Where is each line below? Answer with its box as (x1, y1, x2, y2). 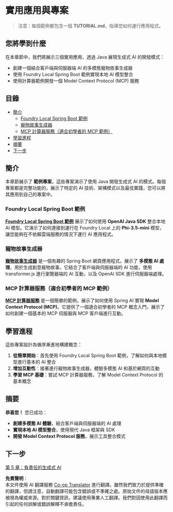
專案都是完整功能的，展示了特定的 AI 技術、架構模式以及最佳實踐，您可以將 (5, 185, 166, 191)
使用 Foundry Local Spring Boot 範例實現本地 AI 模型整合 (12, 71, 133, 77)
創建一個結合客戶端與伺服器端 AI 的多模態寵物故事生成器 (12, 65, 133, 71)
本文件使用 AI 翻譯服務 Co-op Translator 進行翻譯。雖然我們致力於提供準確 (5, 482, 164, 488)
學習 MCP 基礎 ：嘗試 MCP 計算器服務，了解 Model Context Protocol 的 (12, 372, 164, 378)
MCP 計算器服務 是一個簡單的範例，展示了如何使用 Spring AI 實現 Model (5, 297, 159, 304)
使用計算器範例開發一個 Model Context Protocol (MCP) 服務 (12, 78, 140, 84)
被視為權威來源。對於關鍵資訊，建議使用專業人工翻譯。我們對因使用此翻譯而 (5, 495, 168, 501)
